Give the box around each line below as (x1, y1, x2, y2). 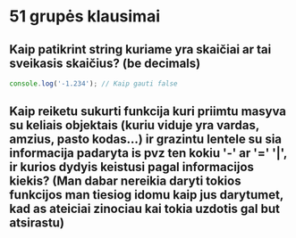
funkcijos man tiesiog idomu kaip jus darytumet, (9, 187, 284, 202)
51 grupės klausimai (9, 6, 161, 27)
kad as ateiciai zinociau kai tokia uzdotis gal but (9, 201, 280, 217)
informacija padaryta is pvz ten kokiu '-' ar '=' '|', (9, 145, 288, 161)
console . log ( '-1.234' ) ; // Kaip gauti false (9, 79, 178, 88)
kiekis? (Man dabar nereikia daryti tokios (9, 174, 241, 189)
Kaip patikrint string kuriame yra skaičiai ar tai (9, 42, 272, 57)
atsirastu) (9, 216, 65, 231)
